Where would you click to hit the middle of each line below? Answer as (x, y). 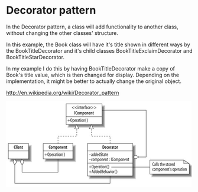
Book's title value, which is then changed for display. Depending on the (92, 75)
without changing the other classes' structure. (62, 33)
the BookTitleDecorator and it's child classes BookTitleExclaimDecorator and (100, 50)
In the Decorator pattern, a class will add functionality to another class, (92, 27)
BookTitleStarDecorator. (35, 57)
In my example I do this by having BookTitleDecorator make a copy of (91, 68)
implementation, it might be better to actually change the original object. (94, 81)
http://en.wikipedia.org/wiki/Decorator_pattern (63, 92)
